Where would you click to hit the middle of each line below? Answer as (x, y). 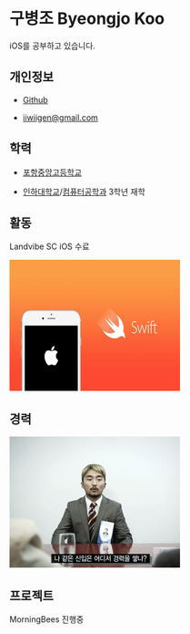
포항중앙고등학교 (52, 172)
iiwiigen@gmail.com (60, 117)
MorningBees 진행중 (47, 619)
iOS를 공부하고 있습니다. (52, 46)
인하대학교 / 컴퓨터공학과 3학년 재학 (84, 192)
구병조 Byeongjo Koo (87, 19)
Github (35, 99)
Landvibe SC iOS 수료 (50, 246)
